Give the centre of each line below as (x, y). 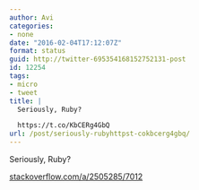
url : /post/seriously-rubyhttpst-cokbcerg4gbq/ (100, 134)
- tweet (24, 92)
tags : (19, 76)
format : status (38, 51)
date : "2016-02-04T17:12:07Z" (66, 43)
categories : (31, 26)
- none (22, 34)
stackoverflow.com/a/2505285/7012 (76, 177)
